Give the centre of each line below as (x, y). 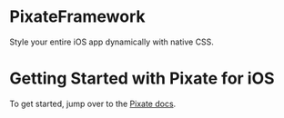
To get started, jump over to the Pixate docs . (93, 103)
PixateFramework (77, 17)
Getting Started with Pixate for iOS (142, 79)
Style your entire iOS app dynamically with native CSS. (112, 42)
